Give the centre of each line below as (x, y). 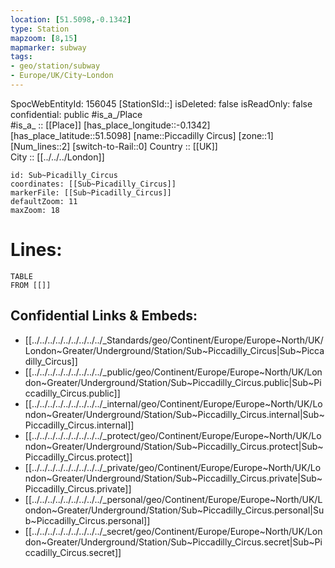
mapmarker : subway (48, 47)
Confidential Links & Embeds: (104, 316)
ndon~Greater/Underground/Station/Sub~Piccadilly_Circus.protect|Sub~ (174, 446)
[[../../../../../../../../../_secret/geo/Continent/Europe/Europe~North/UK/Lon (173, 531)
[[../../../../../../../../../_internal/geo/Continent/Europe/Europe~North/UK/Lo (173, 403)
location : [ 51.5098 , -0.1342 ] (71, 19)
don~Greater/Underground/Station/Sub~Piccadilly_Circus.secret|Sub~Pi (173, 542)
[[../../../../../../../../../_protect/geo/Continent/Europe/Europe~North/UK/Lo (173, 435)
